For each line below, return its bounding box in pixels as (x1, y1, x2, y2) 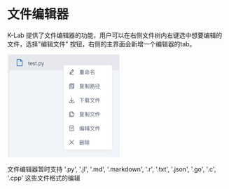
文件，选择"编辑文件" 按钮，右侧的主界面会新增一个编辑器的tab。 (7, 39, 196, 48)
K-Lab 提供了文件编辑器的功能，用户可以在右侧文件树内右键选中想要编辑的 (7, 31, 223, 39)
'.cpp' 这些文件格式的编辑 (7, 174, 81, 182)
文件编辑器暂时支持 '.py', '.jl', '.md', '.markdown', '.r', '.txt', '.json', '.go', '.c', (7, 164, 216, 173)
